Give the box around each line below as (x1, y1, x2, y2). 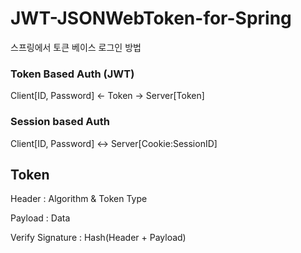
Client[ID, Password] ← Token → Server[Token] (10, 90, 205, 102)
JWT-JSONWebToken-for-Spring (10, 7, 292, 30)
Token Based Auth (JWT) (10, 67, 135, 81)
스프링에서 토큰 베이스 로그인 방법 (10, 41, 142, 53)
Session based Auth (10, 115, 110, 129)
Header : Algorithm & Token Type (10, 193, 148, 205)
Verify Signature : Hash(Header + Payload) (10, 232, 187, 244)
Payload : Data (10, 212, 71, 224)
